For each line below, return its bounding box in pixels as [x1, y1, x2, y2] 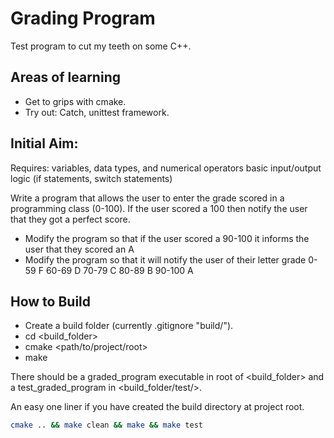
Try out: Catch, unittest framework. [24, 106, 170, 118]
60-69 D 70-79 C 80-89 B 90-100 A [45, 264, 194, 276]
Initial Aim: [10, 135, 79, 152]
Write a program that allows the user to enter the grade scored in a [10, 192, 285, 204]
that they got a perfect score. [10, 213, 131, 225]
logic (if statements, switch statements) [10, 172, 173, 184]
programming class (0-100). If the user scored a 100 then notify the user [10, 202, 308, 214]
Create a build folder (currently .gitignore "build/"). [24, 320, 234, 332]
